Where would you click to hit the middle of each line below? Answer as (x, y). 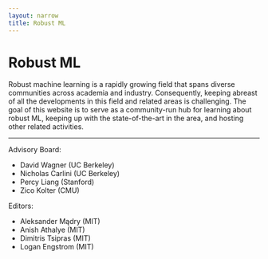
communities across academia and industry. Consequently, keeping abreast (133, 93)
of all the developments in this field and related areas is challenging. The (127, 101)
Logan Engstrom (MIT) (57, 247)
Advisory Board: (35, 150)
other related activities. (46, 127)
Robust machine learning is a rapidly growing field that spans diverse (122, 84)
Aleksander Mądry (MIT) (60, 222)
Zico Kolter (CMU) (49, 190)
